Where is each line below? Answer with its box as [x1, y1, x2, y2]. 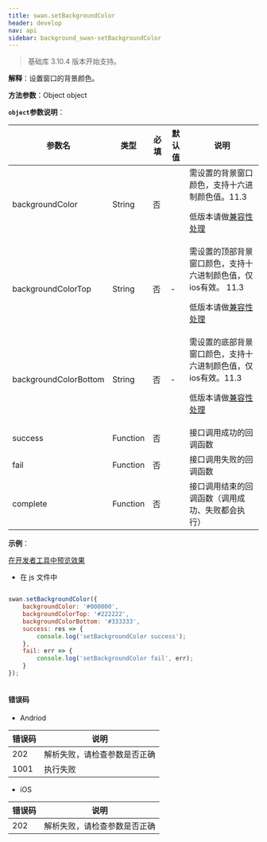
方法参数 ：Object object [8, 91, 87, 100]
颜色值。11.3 [197, 192, 248, 203]
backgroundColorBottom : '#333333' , [22, 618, 141, 626]
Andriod [19, 713, 47, 723]
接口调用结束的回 [189, 481, 253, 492]
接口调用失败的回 [189, 454, 253, 466]
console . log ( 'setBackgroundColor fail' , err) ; [37, 654, 194, 663]
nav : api [8, 26, 37, 34]
